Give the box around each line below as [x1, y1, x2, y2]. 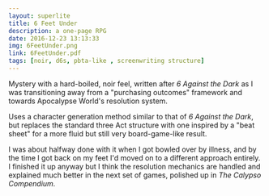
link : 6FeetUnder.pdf [8, 49, 82, 57]
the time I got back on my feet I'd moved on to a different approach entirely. [8, 152, 261, 162]
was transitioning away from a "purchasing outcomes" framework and [8, 87, 243, 97]
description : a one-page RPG [8, 27, 107, 35]
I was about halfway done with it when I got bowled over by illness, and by [8, 144, 257, 154]
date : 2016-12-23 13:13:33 [8, 34, 100, 43]
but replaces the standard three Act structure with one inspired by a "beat [8, 120, 255, 130]
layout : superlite [8, 11, 70, 20]
